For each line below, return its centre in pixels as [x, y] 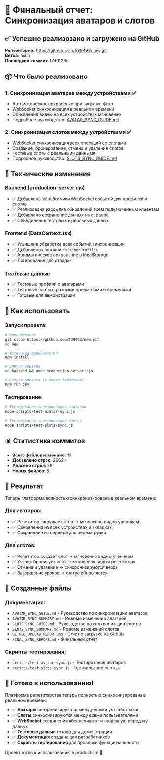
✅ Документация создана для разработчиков [61, 737]
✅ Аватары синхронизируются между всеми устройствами [75, 709]
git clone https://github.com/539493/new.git [52, 340]
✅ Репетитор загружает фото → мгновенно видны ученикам [75, 521]
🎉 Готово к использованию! [49, 683]
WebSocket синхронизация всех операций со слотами [69, 143]
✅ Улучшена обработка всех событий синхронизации [68, 244]
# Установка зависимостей [31, 353]
